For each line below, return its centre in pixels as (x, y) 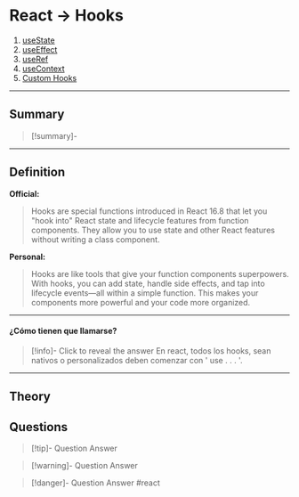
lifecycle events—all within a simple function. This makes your (145, 293)
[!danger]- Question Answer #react (95, 483)
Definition (37, 172)
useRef (35, 59)
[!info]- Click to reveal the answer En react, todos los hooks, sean (151, 350)
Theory (30, 397)
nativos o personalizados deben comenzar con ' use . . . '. (137, 360)
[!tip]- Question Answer (74, 448)
